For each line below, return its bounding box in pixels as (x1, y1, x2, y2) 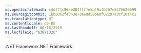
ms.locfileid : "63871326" (5, 30, 58, 35)
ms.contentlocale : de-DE (5, 21, 56, 26)
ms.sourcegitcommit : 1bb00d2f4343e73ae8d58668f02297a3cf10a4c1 (5, 12, 137, 17)
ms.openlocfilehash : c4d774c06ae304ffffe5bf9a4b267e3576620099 (5, 7, 137, 12)
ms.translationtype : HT (5, 16, 54, 21)
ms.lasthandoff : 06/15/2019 (5, 26, 62, 30)
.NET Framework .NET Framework (5, 44, 72, 49)
